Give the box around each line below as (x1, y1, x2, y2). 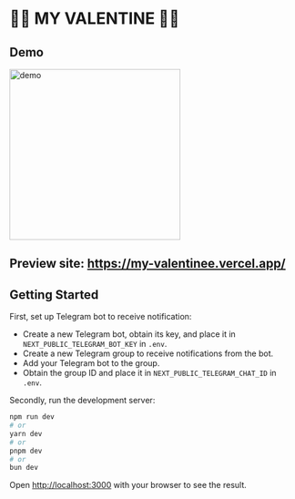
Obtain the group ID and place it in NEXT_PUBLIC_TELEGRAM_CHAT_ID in (22, 368, 277, 379)
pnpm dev (9, 446, 43, 455)
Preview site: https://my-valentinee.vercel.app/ (9, 256, 287, 271)
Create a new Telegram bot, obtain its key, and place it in (22, 329, 237, 340)
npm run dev (9, 412, 55, 422)
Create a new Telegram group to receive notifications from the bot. (22, 348, 274, 359)
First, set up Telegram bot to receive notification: (9, 311, 192, 322)
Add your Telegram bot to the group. (22, 358, 160, 369)
